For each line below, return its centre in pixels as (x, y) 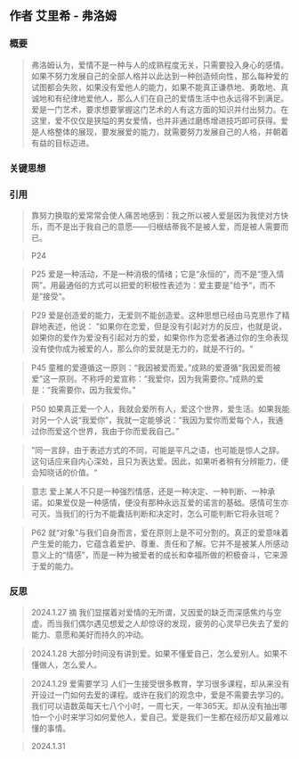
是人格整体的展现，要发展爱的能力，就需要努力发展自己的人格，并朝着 (160, 131)
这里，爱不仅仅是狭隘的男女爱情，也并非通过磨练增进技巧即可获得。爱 (160, 120)
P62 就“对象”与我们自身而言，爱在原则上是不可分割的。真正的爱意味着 (160, 532)
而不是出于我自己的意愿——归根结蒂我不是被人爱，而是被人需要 (164, 227)
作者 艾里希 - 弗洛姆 (63, 16)
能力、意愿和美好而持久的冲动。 (89, 635)
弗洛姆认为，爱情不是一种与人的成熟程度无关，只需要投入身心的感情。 (160, 64)
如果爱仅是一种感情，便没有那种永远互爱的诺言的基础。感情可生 (164, 502)
